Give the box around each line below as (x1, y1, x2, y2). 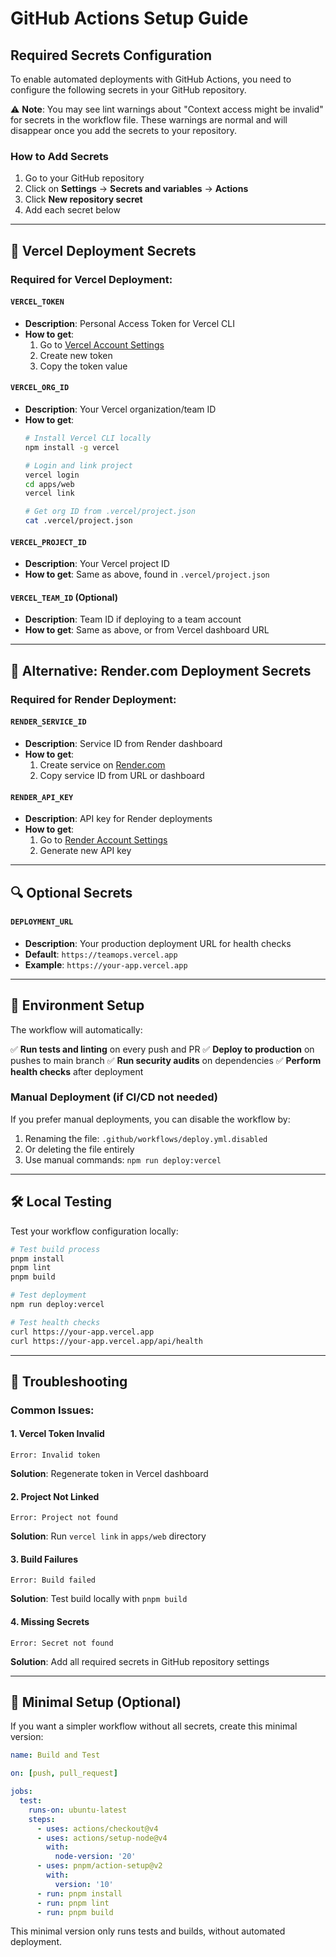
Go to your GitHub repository (24, 172, 145, 184)
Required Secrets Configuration (10, 47, 213, 64)
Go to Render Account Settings (39, 834, 168, 846)
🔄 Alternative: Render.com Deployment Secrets (10, 662, 312, 679)
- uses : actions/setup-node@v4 (36, 1833, 168, 1843)
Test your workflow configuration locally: (10, 1225, 179, 1237)
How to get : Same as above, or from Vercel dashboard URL (24, 624, 270, 636)
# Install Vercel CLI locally (24, 433, 152, 444)
